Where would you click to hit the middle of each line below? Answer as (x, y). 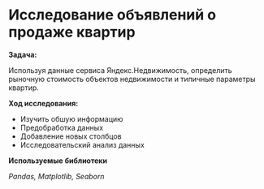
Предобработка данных (62, 127)
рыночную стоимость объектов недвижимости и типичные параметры (132, 79)
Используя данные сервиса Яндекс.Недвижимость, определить (121, 70)
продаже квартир (72, 32)
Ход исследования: (43, 103)
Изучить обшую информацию (71, 118)
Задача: (23, 54)
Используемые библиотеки (58, 161)
